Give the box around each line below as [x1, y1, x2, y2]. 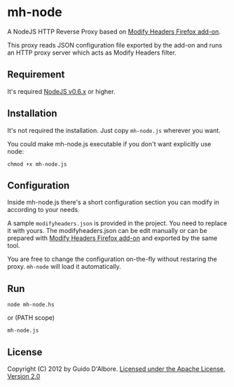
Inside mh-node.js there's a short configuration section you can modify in [7, 198, 219, 206]
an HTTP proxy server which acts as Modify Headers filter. [7, 48, 177, 57]
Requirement [7, 69, 65, 80]
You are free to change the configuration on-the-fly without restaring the [7, 255, 217, 263]
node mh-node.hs [7, 302, 55, 309]
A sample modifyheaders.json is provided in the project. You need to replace [7, 219, 228, 227]
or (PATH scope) [7, 314, 55, 322]
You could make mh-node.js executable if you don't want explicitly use [7, 139, 212, 148]
